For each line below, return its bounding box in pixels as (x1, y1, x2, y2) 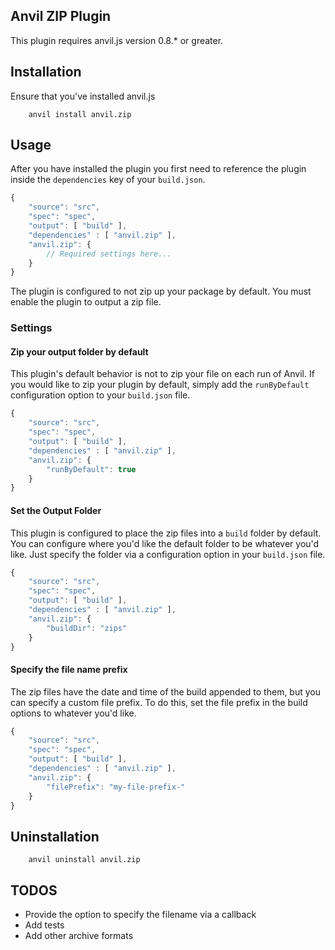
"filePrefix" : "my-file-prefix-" (46, 782, 186, 792)
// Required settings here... (46, 249, 172, 259)
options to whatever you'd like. (10, 707, 137, 719)
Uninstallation (10, 828, 100, 845)
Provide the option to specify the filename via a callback (24, 909, 257, 921)
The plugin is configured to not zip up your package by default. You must (10, 285, 312, 298)
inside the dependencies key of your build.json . (10, 174, 206, 186)
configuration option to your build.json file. (10, 389, 191, 401)
